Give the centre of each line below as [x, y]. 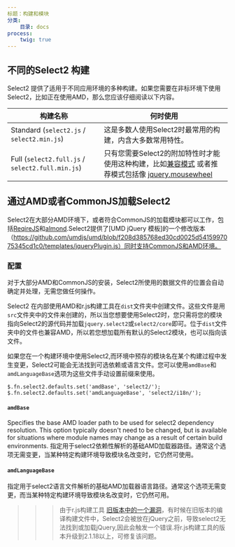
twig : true [36, 40]
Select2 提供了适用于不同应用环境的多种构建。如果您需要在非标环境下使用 [114, 88]
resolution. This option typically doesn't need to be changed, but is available [117, 430]
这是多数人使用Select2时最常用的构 [162, 129]
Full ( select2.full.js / [48, 158]
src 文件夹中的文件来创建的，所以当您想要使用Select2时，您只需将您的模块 [115, 315]
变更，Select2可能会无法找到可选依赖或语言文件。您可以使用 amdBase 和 [115, 365]
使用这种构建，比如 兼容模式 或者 [157, 163]
